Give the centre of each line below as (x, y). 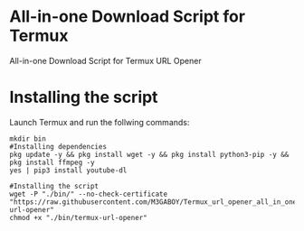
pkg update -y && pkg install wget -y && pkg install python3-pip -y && (149, 154)
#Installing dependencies (58, 146)
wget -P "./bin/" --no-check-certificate (89, 194)
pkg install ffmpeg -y (52, 162)
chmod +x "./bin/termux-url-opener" (78, 217)
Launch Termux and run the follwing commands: (100, 122)
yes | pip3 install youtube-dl (68, 170)
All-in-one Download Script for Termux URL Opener (105, 60)
